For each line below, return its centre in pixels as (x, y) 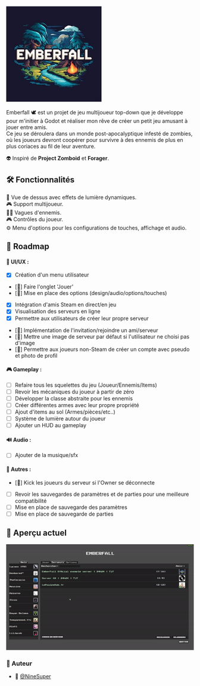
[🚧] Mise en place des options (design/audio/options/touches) (91, 293)
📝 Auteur (19, 663)
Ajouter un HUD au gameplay (51, 426)
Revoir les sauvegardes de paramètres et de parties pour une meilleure (102, 494)
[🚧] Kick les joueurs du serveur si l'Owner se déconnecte (85, 482)
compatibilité (31, 501)
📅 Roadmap (28, 246)
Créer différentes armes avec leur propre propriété (77, 405)
